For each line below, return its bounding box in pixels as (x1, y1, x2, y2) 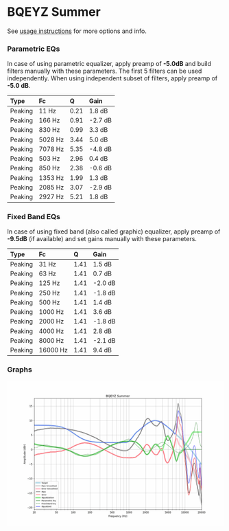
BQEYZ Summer (7, 4, 101, 20)
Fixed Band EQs (7, 212, 60, 221)
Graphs (7, 365, 32, 374)
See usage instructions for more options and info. (7, 27, 147, 35)
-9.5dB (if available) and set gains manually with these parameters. (7, 235, 197, 243)
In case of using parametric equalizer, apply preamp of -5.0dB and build (7, 60, 211, 68)
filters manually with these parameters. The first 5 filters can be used (7, 67, 202, 76)
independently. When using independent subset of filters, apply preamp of (7, 74, 218, 82)
